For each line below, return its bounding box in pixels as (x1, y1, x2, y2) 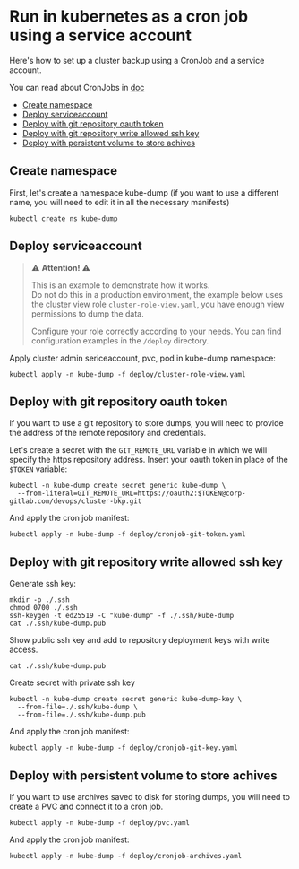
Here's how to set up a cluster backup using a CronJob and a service (9, 55, 265, 65)
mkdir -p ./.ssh (9, 595, 70, 604)
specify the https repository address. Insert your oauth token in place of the (9, 455, 288, 465)
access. (9, 644, 38, 656)
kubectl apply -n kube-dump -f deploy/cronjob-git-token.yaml (9, 530, 246, 539)
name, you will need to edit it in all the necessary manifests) (9, 196, 230, 207)
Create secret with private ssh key (9, 677, 136, 688)
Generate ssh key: (9, 578, 76, 589)
